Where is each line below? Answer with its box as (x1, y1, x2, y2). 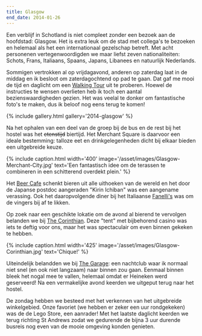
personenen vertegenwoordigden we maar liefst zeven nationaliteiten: (6, 50, 180, 57)
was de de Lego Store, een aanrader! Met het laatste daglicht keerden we (6, 309, 189, 317)
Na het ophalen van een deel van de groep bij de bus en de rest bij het (6, 124, 181, 131)
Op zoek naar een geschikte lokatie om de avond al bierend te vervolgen (6, 210, 187, 218)
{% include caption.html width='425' (6, 241, 98, 248)
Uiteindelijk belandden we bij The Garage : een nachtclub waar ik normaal (6, 259, 188, 267)
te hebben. (6, 230, 33, 237)
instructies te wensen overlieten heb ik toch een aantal (6, 88, 142, 95)
